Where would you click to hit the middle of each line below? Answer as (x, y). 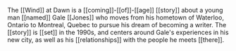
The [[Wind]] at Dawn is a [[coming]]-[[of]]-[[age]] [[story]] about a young (115, 10)
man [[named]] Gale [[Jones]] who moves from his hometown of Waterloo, (116, 17)
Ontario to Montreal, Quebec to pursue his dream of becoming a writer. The (117, 25)
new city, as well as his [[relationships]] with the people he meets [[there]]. (116, 40)
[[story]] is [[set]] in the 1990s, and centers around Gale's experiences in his (118, 32)
